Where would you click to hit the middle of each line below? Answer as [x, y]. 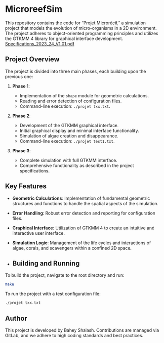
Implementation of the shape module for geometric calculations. [84, 95]
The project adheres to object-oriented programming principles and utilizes [82, 33]
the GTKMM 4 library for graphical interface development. [64, 39]
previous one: [19, 76]
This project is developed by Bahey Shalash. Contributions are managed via [82, 330]
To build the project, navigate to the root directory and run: [65, 275]
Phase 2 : [21, 116]
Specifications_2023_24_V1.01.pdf [40, 43]
